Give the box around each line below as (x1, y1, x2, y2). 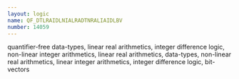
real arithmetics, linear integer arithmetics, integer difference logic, (7, 58, 203, 66)
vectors (7, 65, 30, 74)
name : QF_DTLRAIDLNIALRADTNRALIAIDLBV (7, 17, 123, 24)
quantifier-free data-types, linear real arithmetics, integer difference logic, (7, 43, 225, 51)
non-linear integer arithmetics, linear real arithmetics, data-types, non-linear (7, 50, 232, 59)
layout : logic (7, 10, 50, 18)
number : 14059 (7, 23, 50, 30)
